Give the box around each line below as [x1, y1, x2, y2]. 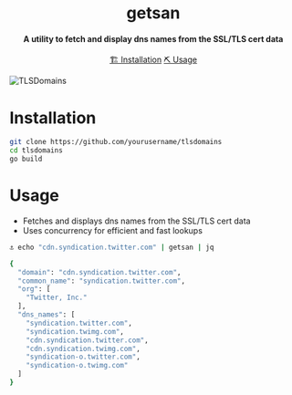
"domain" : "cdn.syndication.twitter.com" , [17, 267, 182, 276]
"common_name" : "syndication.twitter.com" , [17, 276, 185, 286]
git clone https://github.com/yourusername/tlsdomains [9, 138, 223, 147]
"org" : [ [17, 285, 51, 294]
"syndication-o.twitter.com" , [26, 352, 141, 362]
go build [9, 154, 43, 164]
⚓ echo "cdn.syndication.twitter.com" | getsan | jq [9, 243, 214, 252]
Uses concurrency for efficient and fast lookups [22, 224, 203, 235]
